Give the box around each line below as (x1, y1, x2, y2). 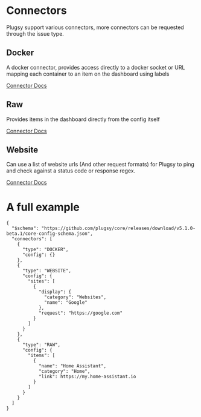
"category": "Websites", (44, 294, 107, 300)
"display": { (38, 289, 71, 295)
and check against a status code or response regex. (6, 167, 136, 174)
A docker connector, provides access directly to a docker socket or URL (6, 64, 185, 71)
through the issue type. (6, 30, 65, 37)
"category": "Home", (38, 369, 91, 375)
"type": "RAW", (22, 342, 61, 348)
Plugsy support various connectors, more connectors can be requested (6, 24, 184, 31)
